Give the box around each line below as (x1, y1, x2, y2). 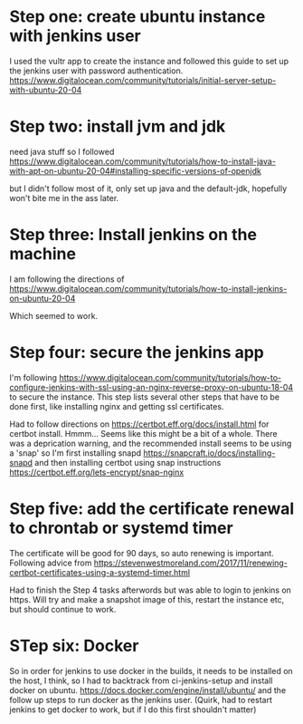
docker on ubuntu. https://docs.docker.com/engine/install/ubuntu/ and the (9, 684, 287, 695)
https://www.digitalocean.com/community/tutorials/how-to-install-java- (9, 156, 276, 167)
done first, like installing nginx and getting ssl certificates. (9, 401, 224, 411)
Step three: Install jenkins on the (9, 225, 258, 246)
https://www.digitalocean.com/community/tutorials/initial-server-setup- (9, 74, 277, 85)
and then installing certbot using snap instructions (34, 457, 222, 468)
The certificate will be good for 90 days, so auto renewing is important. (9, 547, 274, 558)
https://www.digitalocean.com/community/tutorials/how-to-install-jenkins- (9, 283, 288, 294)
